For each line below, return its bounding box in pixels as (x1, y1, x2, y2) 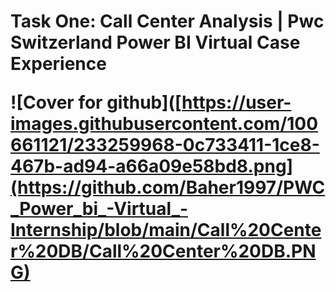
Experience (10, 53, 107, 75)
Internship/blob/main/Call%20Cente (10, 219, 322, 242)
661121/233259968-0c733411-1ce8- (10, 134, 320, 157)
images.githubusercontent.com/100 (10, 113, 319, 135)
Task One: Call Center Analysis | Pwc (10, 10, 325, 33)
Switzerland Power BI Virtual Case (10, 31, 301, 54)
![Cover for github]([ (10, 91, 183, 114)
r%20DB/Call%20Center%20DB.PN (10, 240, 317, 263)
